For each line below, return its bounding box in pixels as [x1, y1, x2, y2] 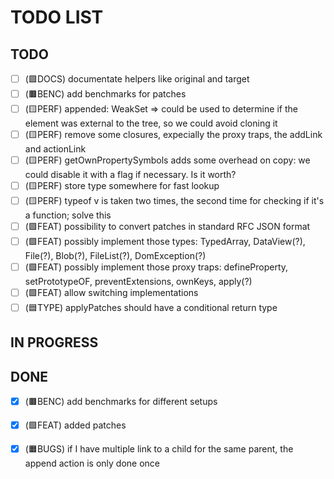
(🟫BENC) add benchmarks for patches [24, 88, 187, 100]
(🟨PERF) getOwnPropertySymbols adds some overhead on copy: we [24, 154, 311, 166]
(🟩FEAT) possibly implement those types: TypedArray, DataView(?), [24, 236, 306, 247]
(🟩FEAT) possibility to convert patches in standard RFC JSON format [24, 221, 311, 232]
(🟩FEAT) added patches [24, 419, 127, 431]
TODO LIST [10, 6, 104, 29]
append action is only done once [24, 457, 160, 470]
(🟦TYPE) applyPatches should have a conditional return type [24, 302, 278, 313]
